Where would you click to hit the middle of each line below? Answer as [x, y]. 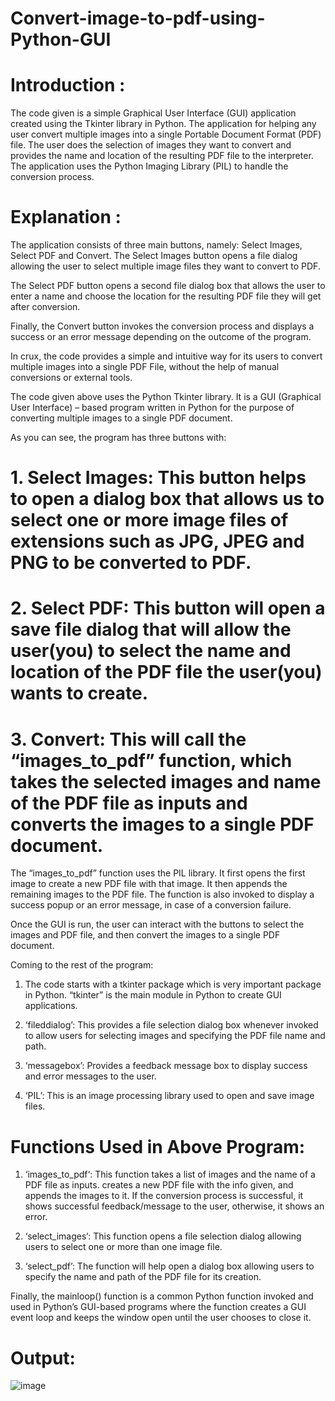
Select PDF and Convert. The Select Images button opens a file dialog [154, 256]
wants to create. [79, 693]
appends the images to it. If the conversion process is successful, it [164, 1196]
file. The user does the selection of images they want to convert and [151, 145]
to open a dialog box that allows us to [167, 499]
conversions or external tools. [71, 378]
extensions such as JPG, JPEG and [157, 541]
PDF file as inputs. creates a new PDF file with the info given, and [159, 1185]
